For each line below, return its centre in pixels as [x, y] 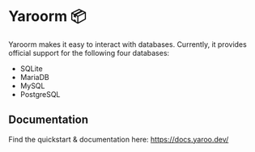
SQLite [31, 68]
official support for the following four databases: [89, 53]
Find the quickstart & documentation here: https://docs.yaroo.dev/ [119, 139]
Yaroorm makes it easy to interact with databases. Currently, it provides [127, 44]
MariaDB [35, 77]
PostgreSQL [40, 94]
